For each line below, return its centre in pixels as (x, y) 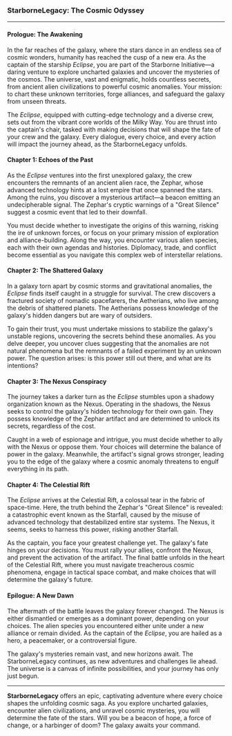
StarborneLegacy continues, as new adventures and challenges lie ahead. (113, 661)
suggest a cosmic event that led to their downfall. (77, 212)
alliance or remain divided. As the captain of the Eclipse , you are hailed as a (115, 633)
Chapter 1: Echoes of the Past (50, 160)
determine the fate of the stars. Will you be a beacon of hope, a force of (109, 717)
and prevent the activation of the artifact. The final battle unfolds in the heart (116, 558)
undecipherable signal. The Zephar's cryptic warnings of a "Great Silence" (113, 204)
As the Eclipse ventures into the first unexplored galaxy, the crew (99, 175)
